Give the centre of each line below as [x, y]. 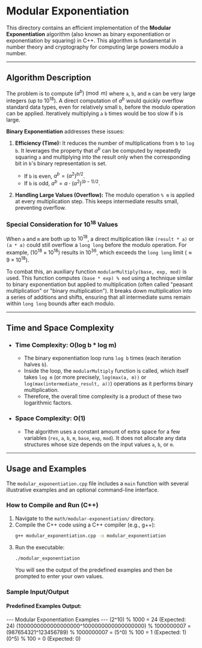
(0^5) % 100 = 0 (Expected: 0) [44, 638]
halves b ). [36, 364]
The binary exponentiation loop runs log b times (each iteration [103, 358]
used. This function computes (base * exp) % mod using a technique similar [100, 278]
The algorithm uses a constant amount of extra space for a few [102, 432]
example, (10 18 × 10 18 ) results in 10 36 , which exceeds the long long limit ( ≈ [99, 252]
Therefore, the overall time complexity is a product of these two [103, 396]
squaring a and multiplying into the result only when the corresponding [103, 157]
